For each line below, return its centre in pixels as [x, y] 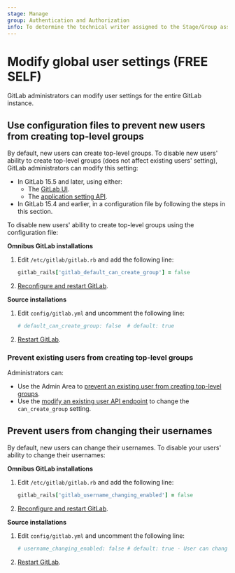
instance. [21, 103]
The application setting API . [67, 196]
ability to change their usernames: [57, 455]
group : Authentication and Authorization [69, 20]
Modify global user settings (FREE [108, 61]
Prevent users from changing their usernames [110, 431]
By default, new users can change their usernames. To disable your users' [114, 447]
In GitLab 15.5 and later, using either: [70, 182]
